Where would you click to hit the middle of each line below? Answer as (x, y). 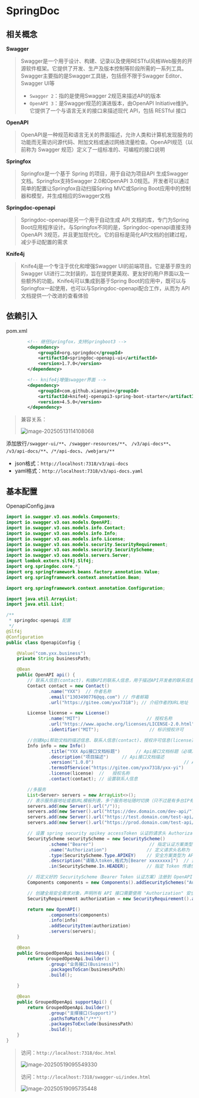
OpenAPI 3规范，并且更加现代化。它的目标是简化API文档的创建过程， (105, 235)
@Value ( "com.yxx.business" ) (51, 653)
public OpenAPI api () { (46, 675)
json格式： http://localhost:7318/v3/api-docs (71, 464)
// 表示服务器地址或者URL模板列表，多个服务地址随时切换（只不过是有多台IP (109, 801)
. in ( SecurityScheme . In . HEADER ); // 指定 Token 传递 (120, 866)
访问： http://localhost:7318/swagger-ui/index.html (86, 1077)
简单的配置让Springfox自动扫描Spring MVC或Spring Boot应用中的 (100, 188)
